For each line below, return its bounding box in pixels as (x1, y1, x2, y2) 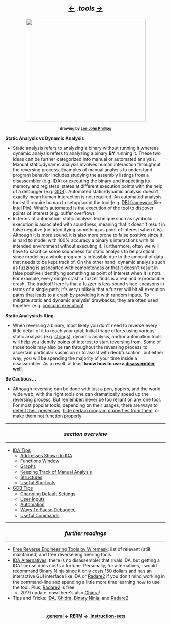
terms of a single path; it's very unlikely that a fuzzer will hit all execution (12, 286, 165, 293)
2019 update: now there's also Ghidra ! (20, 589, 100, 595)
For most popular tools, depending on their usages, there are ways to (12, 402, 158, 408)
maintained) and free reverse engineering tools (12, 551, 111, 558)
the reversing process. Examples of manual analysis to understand (12, 167, 153, 173)
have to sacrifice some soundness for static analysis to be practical (12, 248, 154, 255)
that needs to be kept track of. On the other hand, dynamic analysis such (12, 259, 165, 265)
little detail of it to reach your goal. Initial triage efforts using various (12, 328, 155, 334)
